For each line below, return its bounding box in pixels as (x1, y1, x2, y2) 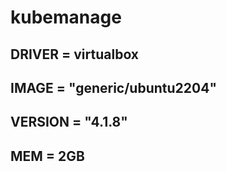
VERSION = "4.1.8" (10, 114, 128, 131)
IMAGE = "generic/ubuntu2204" (10, 79, 217, 96)
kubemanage (10, 6, 122, 29)
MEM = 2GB (10, 147, 85, 165)
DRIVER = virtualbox (10, 46, 140, 63)
